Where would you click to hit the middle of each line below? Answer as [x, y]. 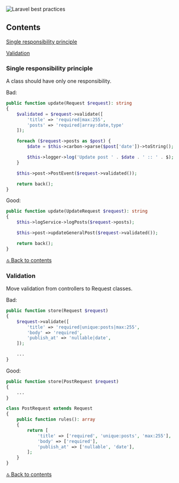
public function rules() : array [56, 420]
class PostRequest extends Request [49, 408]
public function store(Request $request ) [57, 311]
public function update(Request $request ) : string [69, 103]
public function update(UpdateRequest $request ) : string [77, 212]
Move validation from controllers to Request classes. [69, 289]
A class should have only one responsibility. [59, 81]
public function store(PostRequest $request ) [62, 381]
